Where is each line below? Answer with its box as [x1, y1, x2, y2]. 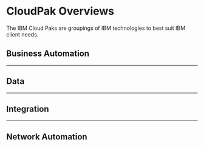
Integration [6, 103, 50, 114]
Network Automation [6, 131, 87, 142]
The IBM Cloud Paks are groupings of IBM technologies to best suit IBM [6, 24, 186, 32]
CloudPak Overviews [6, 4, 115, 18]
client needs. [6, 30, 39, 38]
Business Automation [6, 49, 90, 59]
